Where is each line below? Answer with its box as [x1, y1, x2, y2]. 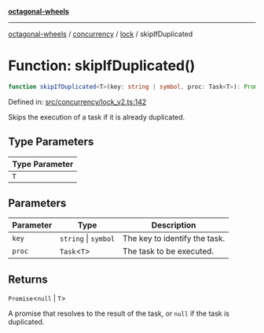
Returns [8, 272, 49, 286]
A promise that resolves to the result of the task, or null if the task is [8, 309, 230, 318]
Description [151, 220, 196, 231]
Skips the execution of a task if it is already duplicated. [8, 112, 185, 121]
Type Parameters [8, 135, 94, 149]
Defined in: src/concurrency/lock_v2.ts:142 [8, 97, 147, 106]
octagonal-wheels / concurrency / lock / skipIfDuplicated [8, 29, 193, 39]
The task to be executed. [123, 246, 214, 257]
